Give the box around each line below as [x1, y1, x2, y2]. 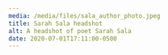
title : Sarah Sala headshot [8, 19, 103, 27]
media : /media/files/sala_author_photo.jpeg [8, 11, 161, 20]
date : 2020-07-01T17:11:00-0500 [8, 34, 117, 43]
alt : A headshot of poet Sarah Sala [8, 27, 132, 35]
